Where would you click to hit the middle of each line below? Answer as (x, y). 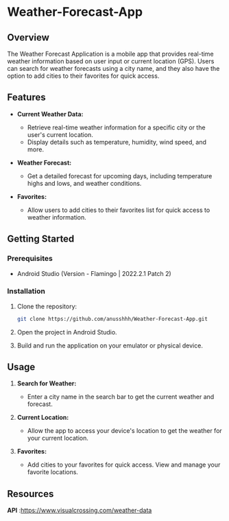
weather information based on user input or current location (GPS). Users (111, 61)
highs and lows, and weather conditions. (84, 183)
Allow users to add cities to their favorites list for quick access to (119, 210)
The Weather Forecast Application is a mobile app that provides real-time (110, 54)
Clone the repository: (47, 306)
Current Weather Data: (50, 114)
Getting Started (41, 239)
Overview (28, 38)
